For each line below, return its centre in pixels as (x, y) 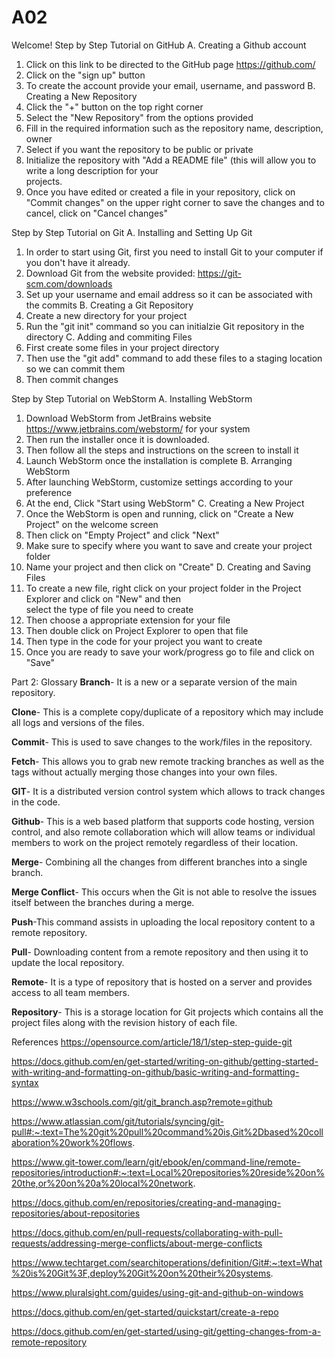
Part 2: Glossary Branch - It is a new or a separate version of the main (154, 682)
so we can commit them (75, 368)
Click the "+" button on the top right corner (114, 107)
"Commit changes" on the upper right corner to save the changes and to (175, 202)
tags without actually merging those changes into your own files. (144, 772)
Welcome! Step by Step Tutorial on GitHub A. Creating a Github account (159, 45)
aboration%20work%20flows (72, 1142)
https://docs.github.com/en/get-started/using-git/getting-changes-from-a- (166, 1331)
